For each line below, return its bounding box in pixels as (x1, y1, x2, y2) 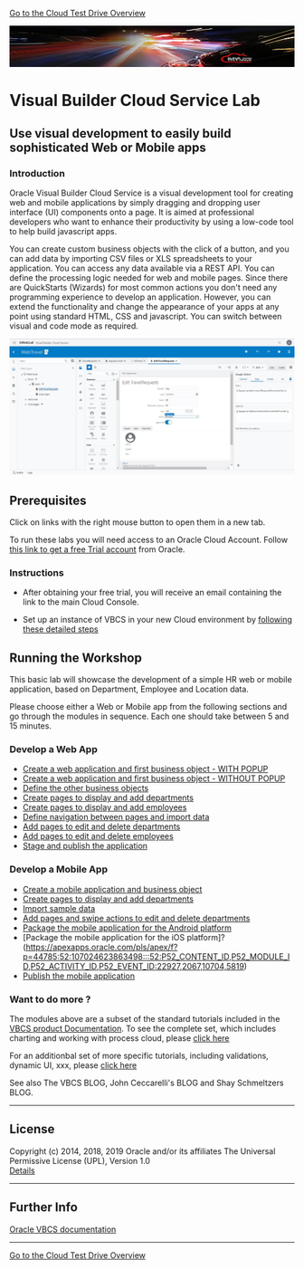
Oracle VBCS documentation (9, 1224, 117, 1235)
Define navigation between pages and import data (22, 812, 210, 823)
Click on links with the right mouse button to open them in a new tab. (9, 516, 266, 528)
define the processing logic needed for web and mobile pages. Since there (9, 272, 288, 283)
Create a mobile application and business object (22, 883, 203, 894)
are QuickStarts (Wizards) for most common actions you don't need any (9, 282, 278, 293)
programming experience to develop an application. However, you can (9, 291, 271, 302)
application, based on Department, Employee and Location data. (9, 683, 249, 695)
